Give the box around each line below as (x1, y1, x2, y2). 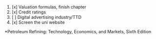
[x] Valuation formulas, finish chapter (11, 4, 87, 10)
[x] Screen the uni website (11, 19, 65, 25)
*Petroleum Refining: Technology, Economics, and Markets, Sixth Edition (4, 29, 152, 34)
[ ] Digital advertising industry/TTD (11, 14, 82, 20)
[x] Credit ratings (11, 9, 46, 15)
